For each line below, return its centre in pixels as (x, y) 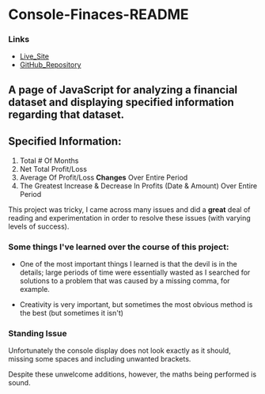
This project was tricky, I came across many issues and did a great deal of (129, 209)
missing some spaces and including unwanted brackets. (100, 359)
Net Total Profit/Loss (53, 169)
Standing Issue (38, 333)
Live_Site (34, 56)
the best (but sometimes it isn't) (72, 313)
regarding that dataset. (66, 114)
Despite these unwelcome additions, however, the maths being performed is (132, 374)
